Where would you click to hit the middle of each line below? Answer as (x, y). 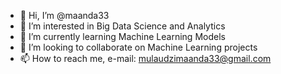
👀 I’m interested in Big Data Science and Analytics (122, 26)
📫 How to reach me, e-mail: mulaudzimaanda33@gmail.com (145, 58)
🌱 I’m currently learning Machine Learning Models (122, 36)
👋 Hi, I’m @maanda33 (64, 15)
